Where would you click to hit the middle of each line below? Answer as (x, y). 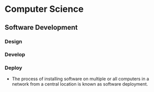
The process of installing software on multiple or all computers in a (80, 79)
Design (13, 42)
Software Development (41, 27)
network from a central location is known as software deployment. (80, 84)
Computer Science (44, 9)
